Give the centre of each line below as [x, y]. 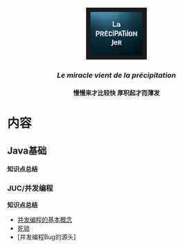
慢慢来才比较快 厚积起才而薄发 [116, 92]
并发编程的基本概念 [45, 220]
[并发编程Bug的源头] [46, 237]
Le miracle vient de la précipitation [116, 75]
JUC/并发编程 [30, 188]
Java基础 [27, 151]
